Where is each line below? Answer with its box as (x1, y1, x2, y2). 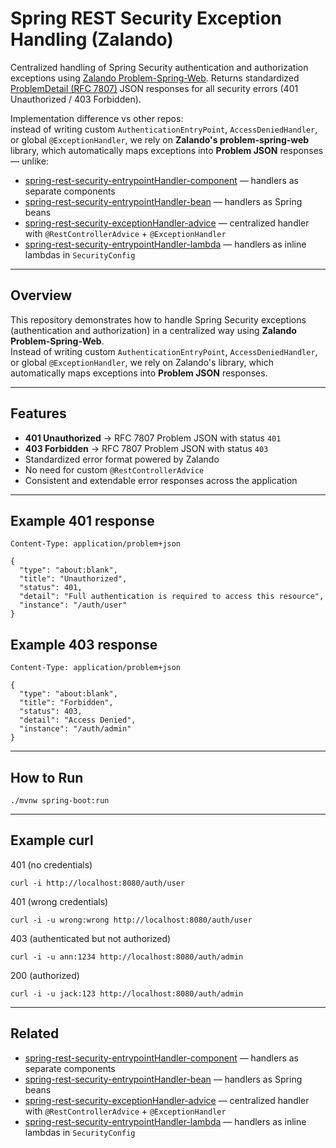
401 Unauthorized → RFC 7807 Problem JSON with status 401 (24, 432, 282, 444)
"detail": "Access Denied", (19, 715, 137, 726)
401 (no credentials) (10, 858, 93, 871)
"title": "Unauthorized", (19, 574, 128, 584)
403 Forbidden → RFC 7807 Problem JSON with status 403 (24, 442, 269, 454)
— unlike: (10, 155, 49, 167)
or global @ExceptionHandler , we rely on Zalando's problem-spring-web (10, 133, 310, 146)
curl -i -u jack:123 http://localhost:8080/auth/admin (10, 988, 244, 999)
